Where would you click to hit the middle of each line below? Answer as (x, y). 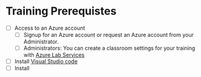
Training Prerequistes (61, 11)
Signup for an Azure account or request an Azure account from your (109, 35)
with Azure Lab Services (54, 55)
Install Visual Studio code (46, 61)
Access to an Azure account (50, 28)
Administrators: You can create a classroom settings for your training (109, 48)
